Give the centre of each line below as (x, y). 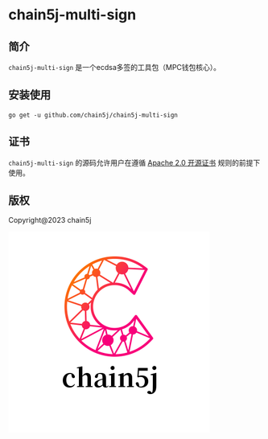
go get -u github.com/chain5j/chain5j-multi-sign (93, 115)
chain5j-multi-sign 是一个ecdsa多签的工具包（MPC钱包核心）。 (115, 67)
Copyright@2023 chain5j (50, 220)
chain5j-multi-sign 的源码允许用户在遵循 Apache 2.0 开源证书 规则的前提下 (134, 162)
